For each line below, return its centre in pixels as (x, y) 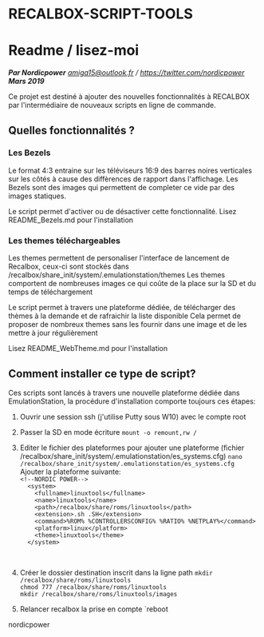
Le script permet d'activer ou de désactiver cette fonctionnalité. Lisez (122, 211)
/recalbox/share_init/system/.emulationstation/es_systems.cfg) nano (131, 456)
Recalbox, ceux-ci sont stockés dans (69, 267)
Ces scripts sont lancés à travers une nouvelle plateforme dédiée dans (124, 392)
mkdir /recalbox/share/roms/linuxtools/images (99, 594)
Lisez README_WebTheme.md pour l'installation (88, 348)
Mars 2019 (27, 82)
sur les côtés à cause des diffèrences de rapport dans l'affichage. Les (123, 179)
